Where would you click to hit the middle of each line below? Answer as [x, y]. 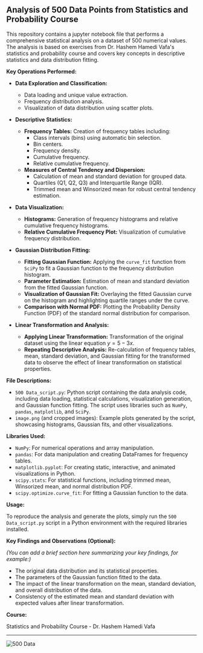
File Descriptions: [29, 380]
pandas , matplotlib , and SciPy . [53, 412]
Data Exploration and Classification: [61, 83]
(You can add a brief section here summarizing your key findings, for [92, 553]
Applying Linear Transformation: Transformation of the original [104, 336]
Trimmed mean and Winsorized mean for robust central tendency [114, 189]
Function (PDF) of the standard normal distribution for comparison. [107, 313]
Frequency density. [57, 150]
